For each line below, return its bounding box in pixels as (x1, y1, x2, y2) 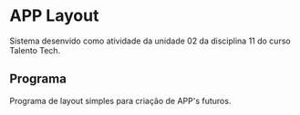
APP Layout (9, 5, 99, 26)
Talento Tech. (9, 44, 61, 55)
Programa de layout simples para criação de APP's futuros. (9, 95, 232, 106)
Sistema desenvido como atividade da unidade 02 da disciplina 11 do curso (9, 35, 291, 46)
